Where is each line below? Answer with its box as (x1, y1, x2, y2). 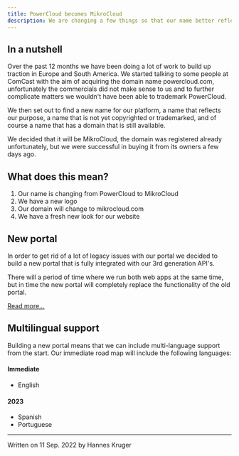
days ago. (7, 150, 37, 158)
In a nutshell (7, 43, 63, 55)
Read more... (7, 301, 45, 310)
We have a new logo (17, 197, 78, 206)
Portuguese (17, 420, 52, 429)
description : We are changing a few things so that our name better (7, 17, 215, 24)
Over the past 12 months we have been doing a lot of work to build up (7, 62, 211, 71)
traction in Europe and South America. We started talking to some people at (7, 70, 229, 78)
